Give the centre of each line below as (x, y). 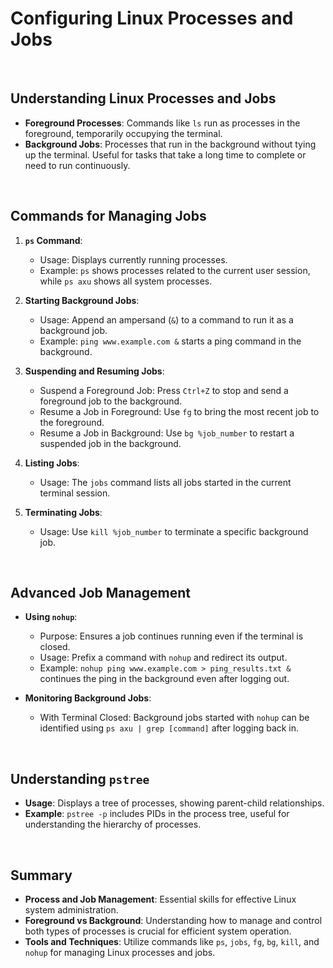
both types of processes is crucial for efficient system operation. (158, 931)
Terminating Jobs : (63, 512)
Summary (41, 875)
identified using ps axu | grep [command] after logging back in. (169, 728)
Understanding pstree (80, 778)
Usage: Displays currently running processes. (133, 259)
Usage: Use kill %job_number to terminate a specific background (174, 531)
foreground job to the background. (111, 401)
